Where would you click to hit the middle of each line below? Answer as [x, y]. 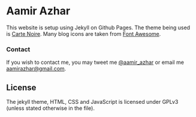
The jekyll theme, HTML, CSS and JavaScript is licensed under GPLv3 [92, 102]
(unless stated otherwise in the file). [50, 108]
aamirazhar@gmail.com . [36, 69]
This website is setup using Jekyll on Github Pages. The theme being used [98, 27]
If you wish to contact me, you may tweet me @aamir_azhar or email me [95, 62]
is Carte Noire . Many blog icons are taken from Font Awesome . [84, 33]
